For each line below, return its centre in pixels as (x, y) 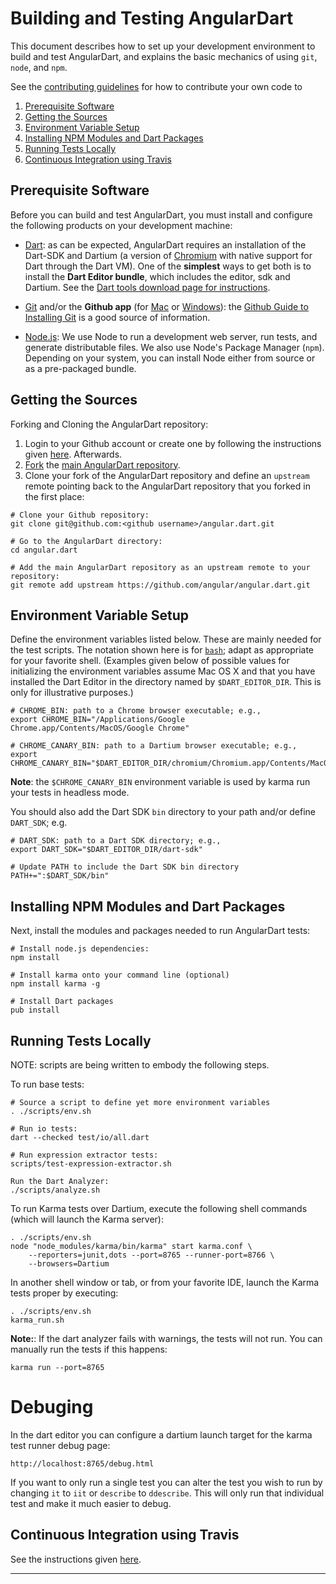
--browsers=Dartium (69, 1264)
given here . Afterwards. (73, 454)
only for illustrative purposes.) (72, 693)
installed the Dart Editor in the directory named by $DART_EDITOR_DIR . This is (166, 682)
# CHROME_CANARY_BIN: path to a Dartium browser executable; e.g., (154, 746)
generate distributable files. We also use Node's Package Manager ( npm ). (174, 347)
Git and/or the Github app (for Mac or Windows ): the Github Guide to (166, 306)
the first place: (54, 496)
